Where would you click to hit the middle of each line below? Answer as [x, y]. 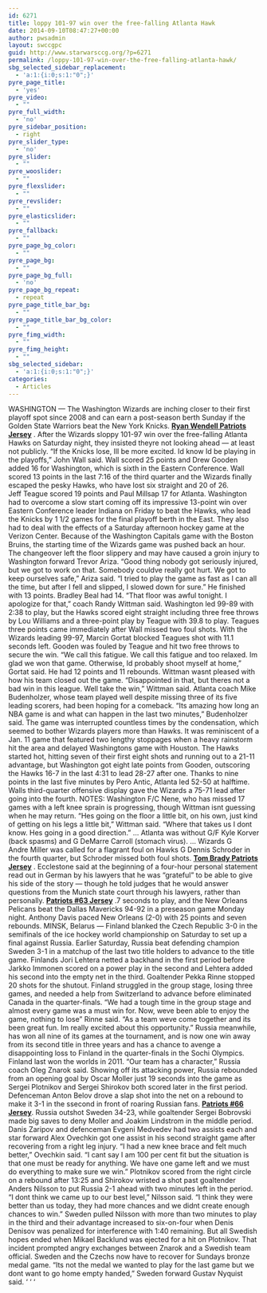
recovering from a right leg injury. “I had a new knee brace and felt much [128, 1146]
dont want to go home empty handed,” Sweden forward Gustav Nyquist [126, 1274]
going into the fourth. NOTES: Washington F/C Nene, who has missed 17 [127, 799]
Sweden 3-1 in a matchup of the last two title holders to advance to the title [132, 952]
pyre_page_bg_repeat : [44, 290]
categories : [28, 379]
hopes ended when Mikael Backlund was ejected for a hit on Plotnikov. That [133, 1240]
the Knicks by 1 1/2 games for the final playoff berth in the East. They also [129, 519]
